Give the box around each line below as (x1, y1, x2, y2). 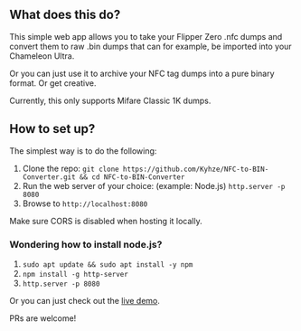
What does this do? (9, 7, 121, 23)
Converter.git (22, 172, 76, 182)
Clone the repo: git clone (22, 163, 119, 174)
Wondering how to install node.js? (9, 238, 163, 251)
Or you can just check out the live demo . (9, 295, 161, 306)
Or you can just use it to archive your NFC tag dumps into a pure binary (9, 68, 275, 79)
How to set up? (9, 121, 96, 137)
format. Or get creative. (9, 77, 97, 89)
